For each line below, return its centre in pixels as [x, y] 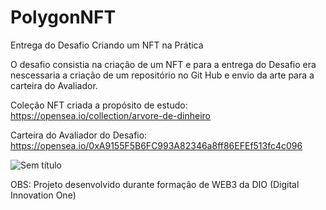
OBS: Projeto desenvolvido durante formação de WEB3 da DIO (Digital [155, 184]
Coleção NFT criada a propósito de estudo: [99, 105]
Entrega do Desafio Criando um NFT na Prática [107, 45]
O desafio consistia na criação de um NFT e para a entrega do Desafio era [163, 64]
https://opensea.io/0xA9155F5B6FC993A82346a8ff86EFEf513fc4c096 [156, 145]
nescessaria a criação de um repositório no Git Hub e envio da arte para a [162, 75]
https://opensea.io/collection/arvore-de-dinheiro [111, 115]
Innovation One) [43, 195]
